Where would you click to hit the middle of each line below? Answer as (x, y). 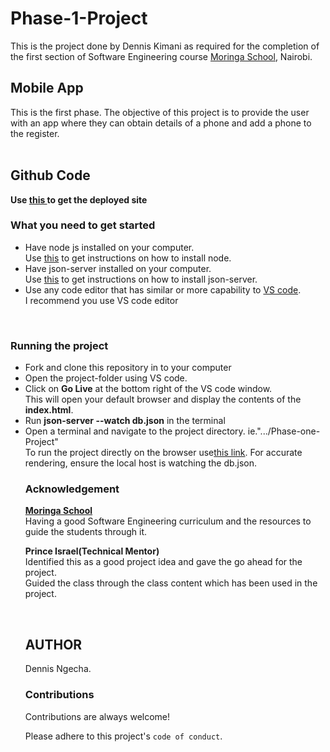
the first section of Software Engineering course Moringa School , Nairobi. (161, 56)
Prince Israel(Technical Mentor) (92, 551)
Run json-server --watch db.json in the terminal (125, 421)
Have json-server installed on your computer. (118, 268)
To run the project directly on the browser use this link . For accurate (163, 453)
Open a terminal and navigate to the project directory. (135, 431)
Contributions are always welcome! (97, 716)
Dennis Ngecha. (58, 669)
